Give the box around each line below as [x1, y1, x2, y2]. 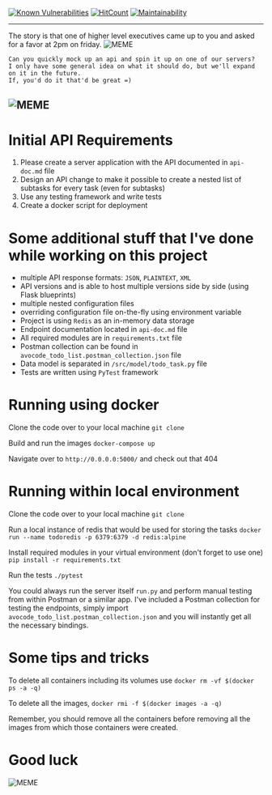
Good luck [8, 751, 79, 769]
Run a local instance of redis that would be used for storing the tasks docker [8, 525, 261, 534]
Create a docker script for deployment [19, 201, 148, 210]
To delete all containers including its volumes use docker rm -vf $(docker [8, 676, 255, 686]
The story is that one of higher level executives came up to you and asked [8, 31, 255, 40]
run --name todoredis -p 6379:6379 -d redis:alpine [8, 534, 186, 542]
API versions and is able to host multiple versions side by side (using [19, 282, 249, 291]
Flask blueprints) [19, 290, 77, 300]
